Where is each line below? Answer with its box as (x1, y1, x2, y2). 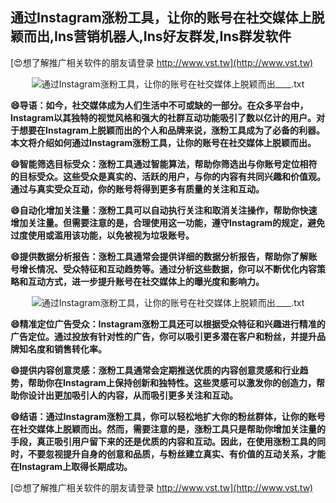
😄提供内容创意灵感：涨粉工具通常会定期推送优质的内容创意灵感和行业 (10, 364, 300, 376)
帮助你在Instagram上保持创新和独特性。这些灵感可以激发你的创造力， (27, 376, 317, 388)
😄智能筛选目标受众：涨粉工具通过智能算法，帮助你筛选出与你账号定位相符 (10, 158, 318, 170)
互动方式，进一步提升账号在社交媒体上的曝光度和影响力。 (27, 275, 265, 287)
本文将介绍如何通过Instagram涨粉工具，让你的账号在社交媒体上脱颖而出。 (10, 136, 317, 148)
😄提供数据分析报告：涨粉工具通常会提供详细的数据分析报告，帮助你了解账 (10, 250, 318, 262)
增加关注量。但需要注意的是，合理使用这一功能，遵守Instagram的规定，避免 (10, 216, 326, 228)
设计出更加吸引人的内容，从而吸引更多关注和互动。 (27, 389, 238, 401)
